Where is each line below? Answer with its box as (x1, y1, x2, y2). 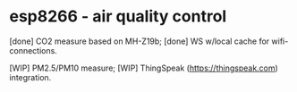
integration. (9, 71, 52, 82)
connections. (9, 45, 58, 55)
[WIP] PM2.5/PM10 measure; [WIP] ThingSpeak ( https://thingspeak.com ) (9, 63, 279, 73)
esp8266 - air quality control (9, 6, 227, 27)
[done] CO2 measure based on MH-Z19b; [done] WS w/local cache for (9, 36, 270, 46)
